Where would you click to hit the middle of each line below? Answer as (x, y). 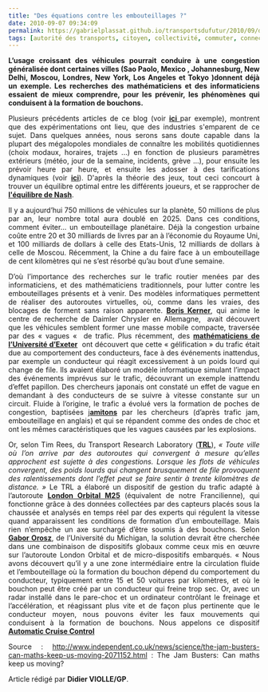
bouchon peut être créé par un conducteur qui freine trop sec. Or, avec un (134, 589)
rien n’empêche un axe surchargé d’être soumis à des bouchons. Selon (134, 530)
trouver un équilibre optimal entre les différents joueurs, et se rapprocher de (134, 186)
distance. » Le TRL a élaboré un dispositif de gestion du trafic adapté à (134, 487)
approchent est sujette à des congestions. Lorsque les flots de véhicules (134, 462)
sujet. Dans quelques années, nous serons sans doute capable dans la (134, 136)
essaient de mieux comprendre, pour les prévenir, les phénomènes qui (134, 95)
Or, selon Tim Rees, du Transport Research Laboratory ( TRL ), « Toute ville (134, 445)
